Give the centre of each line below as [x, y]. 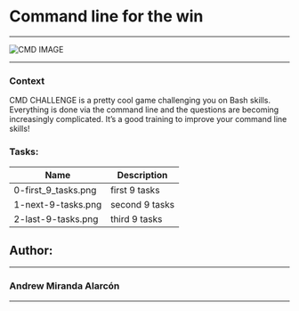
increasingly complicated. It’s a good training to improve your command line [148, 119]
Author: [31, 250]
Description [142, 175]
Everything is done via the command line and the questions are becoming [144, 110]
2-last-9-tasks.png [56, 218]
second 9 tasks [142, 204]
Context [27, 80]
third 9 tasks [136, 218]
